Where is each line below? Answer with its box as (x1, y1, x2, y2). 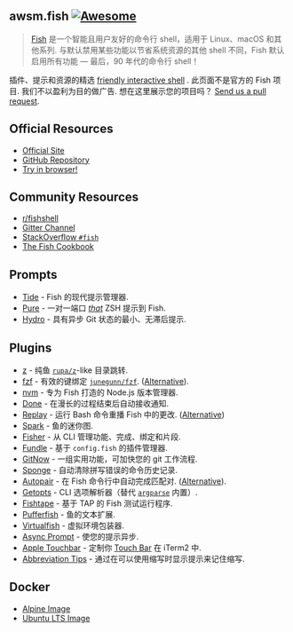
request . (9, 95, 40, 107)
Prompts (9, 267, 58, 282)
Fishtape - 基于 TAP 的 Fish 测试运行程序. (21, 498, 173, 509)
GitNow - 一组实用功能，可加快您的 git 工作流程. (21, 454, 198, 464)
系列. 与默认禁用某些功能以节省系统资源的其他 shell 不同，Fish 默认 (38, 44, 285, 55)
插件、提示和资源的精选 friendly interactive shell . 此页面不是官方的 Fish (9, 75, 272, 85)
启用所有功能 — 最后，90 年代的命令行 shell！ (30, 55, 200, 67)
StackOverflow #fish (21, 232, 99, 242)
